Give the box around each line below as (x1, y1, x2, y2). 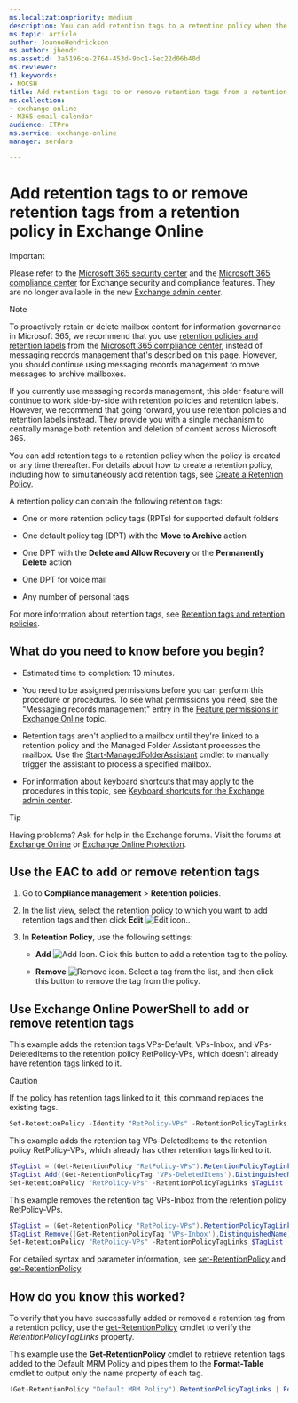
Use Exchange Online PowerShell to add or (9, 1002, 250, 1017)
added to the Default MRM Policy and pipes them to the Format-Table (9, 1359, 264, 1369)
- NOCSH (9, 79, 38, 88)
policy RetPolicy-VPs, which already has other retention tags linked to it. (9, 1145, 272, 1155)
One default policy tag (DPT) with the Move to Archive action (21, 530, 247, 541)
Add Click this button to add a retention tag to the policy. (35, 949, 288, 960)
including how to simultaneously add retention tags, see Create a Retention (9, 469, 284, 480)
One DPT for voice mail (21, 574, 107, 585)
